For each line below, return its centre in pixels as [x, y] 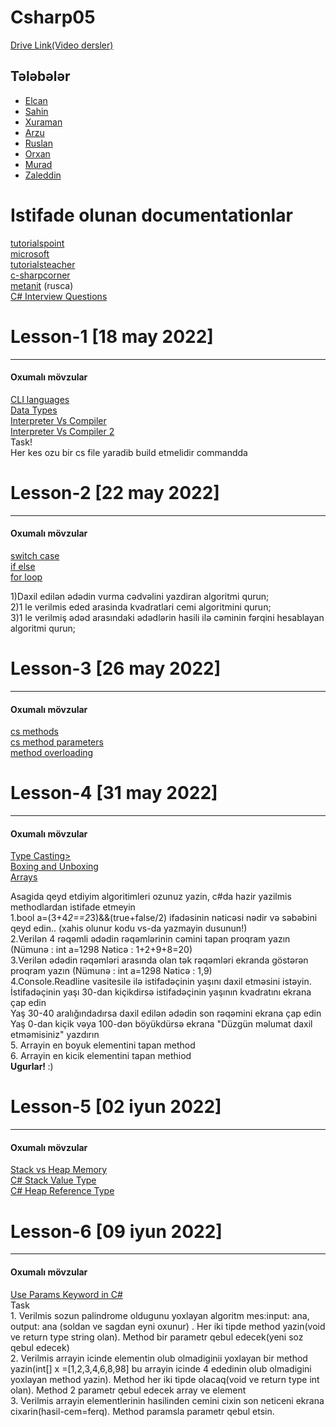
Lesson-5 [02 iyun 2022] [116, 1107]
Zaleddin [43, 175]
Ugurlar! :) [32, 1067]
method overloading [52, 753]
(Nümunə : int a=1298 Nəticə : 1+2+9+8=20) [101, 950]
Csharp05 [53, 17]
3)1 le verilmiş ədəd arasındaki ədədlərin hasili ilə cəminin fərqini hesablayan [167, 617]
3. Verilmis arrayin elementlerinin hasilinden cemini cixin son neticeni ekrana [167, 1400]
